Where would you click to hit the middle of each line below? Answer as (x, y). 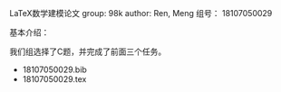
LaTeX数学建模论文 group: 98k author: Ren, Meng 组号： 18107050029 (141, 13)
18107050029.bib (55, 69)
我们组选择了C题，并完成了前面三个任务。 (88, 51)
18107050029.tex (54, 79)
